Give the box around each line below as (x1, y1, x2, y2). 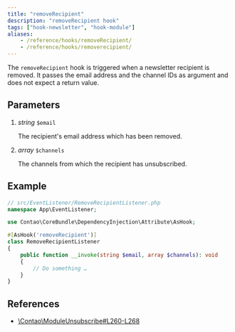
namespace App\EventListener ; (7, 206, 98, 213)
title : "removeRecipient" (7, 10, 84, 18)
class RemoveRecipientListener (7, 238, 100, 246)
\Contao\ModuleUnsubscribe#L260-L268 (17, 317, 140, 326)
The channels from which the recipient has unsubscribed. (17, 159, 187, 168)
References (7, 298, 60, 310)
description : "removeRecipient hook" (7, 17, 120, 24)
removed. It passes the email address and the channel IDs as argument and (7, 71, 229, 79)
